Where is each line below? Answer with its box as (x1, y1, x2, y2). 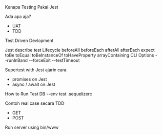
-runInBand (5, 58, 28, 63)
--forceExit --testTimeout (29, 58, 80, 63)
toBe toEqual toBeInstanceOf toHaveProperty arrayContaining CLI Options (5, 52, 155, 58)
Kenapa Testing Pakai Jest (5, 4, 59, 10)
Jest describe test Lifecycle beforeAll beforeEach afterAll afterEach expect (5, 47, 155, 53)
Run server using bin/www (5, 124, 59, 130)
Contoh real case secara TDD (5, 100, 64, 106)
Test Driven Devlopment (5, 38, 54, 43)
